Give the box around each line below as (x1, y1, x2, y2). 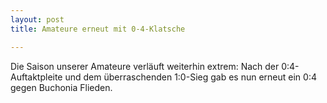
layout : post (10, 14, 65, 25)
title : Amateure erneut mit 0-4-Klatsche (10, 24, 186, 34)
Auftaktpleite (10, 71, 63, 83)
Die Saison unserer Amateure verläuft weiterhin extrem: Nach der (10, 60, 280, 72)
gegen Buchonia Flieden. (10, 81, 113, 93)
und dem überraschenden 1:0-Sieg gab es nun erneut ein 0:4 (64, 71, 317, 83)
